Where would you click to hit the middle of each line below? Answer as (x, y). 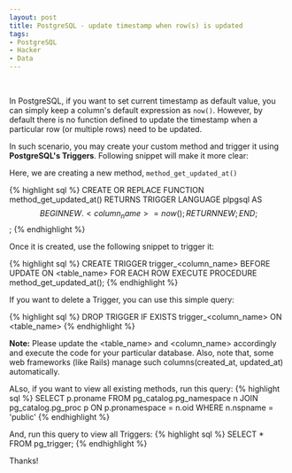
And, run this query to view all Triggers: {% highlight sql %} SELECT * (137, 434)
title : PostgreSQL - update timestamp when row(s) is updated (126, 26)
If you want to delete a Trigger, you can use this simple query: (122, 299)
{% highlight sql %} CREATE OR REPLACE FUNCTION (107, 190)
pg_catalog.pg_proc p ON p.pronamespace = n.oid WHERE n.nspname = (142, 407)
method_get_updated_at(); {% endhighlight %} (94, 282)
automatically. (35, 371)
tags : (19, 34)
